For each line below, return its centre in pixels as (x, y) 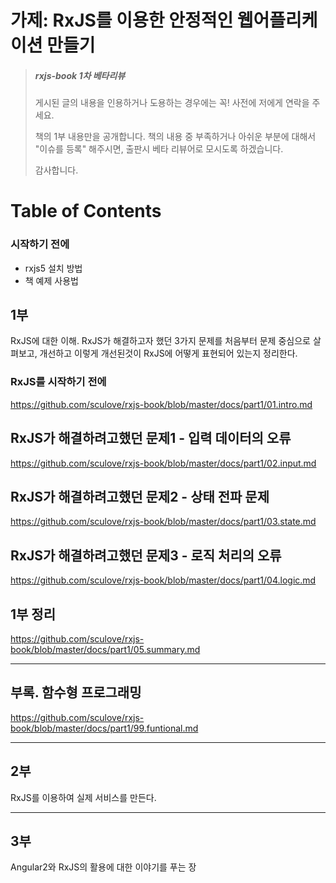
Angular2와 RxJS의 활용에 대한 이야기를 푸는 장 (103, 867)
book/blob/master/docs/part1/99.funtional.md (104, 728)
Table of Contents (86, 211)
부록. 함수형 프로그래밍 (76, 692)
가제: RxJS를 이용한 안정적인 (122, 20)
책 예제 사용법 (51, 280)
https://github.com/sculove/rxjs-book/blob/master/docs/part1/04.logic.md (163, 580)
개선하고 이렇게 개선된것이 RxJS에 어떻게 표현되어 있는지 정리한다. (168, 353)
